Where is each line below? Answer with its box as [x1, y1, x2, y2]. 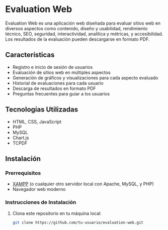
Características [5, 51, 55, 59]
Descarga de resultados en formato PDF [12, 85, 97, 91]
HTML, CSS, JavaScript [12, 119, 62, 125]
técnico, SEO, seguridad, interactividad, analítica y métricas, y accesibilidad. [5, 31, 163, 37]
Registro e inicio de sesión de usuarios [12, 64, 93, 70]
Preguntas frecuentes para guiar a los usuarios [12, 90, 110, 96]
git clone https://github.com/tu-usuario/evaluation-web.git [12, 220, 144, 225]
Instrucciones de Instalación [5, 199, 76, 206]
